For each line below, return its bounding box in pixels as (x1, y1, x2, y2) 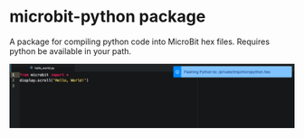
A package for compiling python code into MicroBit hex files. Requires (9, 36, 270, 47)
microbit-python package (9, 6, 206, 27)
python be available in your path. (9, 45, 132, 56)
